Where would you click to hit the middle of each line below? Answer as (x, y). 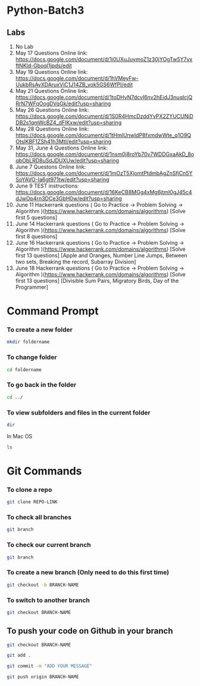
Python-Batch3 (46, 10)
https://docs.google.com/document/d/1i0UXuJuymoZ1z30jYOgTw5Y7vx (104, 59)
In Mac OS (20, 436)
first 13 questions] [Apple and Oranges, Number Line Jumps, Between (101, 255)
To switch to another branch (48, 600)
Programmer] (32, 287)
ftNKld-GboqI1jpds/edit (43, 66)
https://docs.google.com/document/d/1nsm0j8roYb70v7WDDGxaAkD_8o (104, 154)
